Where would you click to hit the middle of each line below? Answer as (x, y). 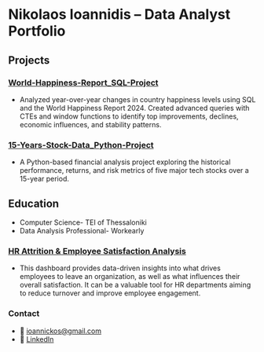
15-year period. (44, 179)
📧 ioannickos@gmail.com (60, 331)
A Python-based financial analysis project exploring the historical (125, 162)
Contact (24, 313)
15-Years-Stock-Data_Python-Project (81, 145)
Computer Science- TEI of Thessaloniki (83, 222)
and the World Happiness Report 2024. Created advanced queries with (134, 108)
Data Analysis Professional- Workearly (82, 230)
